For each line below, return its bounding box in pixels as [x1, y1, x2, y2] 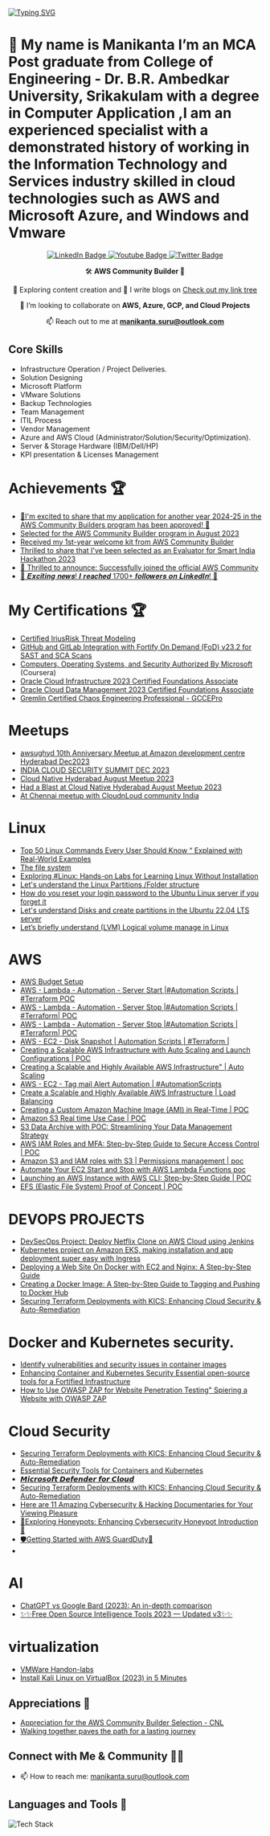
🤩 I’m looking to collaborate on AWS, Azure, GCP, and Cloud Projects [19, 300, 251, 309]
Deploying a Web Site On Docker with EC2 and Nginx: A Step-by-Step [19, 1262, 252, 1272]
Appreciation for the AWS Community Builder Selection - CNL [19, 1717, 224, 1727]
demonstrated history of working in [8, 138, 250, 157]
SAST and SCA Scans [19, 650, 92, 660]
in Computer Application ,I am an [8, 105, 232, 122]
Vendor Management [19, 424, 91, 433]
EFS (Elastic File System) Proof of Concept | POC [19, 1182, 183, 1191]
